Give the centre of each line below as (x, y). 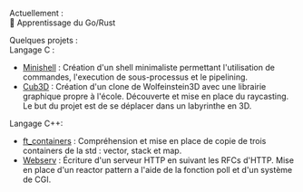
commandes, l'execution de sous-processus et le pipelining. (135, 77)
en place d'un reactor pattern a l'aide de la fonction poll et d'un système (157, 170)
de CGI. (37, 179)
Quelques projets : (44, 40)
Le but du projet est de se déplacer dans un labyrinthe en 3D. (137, 106)
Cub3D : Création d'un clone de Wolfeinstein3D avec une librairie (144, 86)
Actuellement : (36, 13)
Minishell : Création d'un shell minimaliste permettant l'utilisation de (148, 67)
